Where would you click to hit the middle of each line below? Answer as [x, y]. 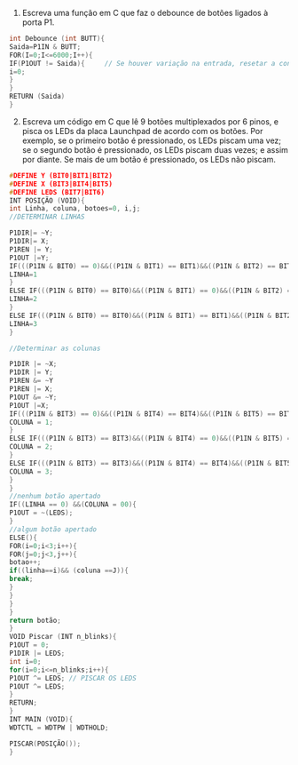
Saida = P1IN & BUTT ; [45, 47]
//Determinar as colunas [55, 348]
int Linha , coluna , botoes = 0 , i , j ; [75, 209]
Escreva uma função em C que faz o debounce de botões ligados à [145, 13]
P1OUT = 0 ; [29, 645]
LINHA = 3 [24, 323]
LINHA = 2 [24, 299]
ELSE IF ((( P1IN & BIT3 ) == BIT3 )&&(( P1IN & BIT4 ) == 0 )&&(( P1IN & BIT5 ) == [152, 439]
